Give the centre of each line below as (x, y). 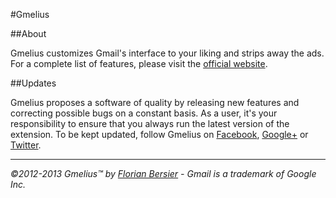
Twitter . (26, 145)
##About (28, 33)
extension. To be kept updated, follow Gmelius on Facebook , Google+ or (159, 134)
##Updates (33, 83)
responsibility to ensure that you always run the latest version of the (150, 123)
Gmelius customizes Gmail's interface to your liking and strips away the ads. (167, 53)
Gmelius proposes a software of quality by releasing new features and (155, 102)
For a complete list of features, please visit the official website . (139, 63)
